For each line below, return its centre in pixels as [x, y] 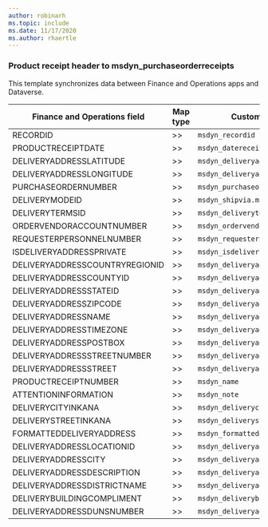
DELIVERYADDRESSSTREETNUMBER [82, 355]
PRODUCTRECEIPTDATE [59, 148]
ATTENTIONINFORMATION [63, 394]
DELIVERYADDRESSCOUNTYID [71, 278]
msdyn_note [219, 394]
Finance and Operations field [88, 117]
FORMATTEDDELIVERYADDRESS [74, 434]
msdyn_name [219, 381]
